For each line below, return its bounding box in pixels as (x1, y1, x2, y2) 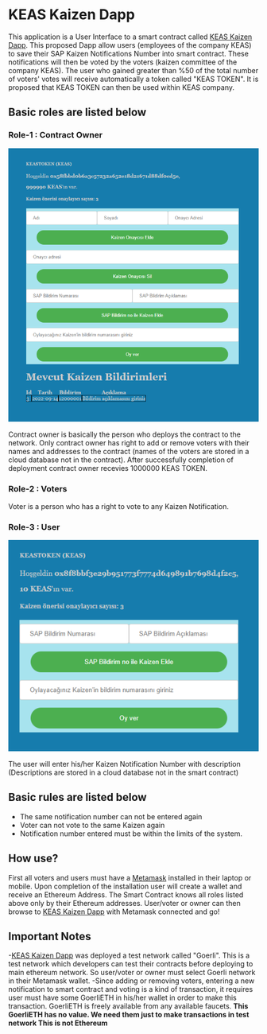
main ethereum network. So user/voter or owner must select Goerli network (8, 968, 256, 978)
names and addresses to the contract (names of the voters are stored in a (8, 447, 250, 457)
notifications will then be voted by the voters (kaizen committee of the (8, 57, 238, 67)
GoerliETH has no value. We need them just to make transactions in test (8, 1010, 250, 1020)
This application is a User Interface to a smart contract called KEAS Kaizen (8, 32, 253, 41)
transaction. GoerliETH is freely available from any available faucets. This (8, 1001, 249, 1011)
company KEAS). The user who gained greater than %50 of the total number (8, 65, 259, 75)
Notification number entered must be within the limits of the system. (19, 829, 242, 838)
